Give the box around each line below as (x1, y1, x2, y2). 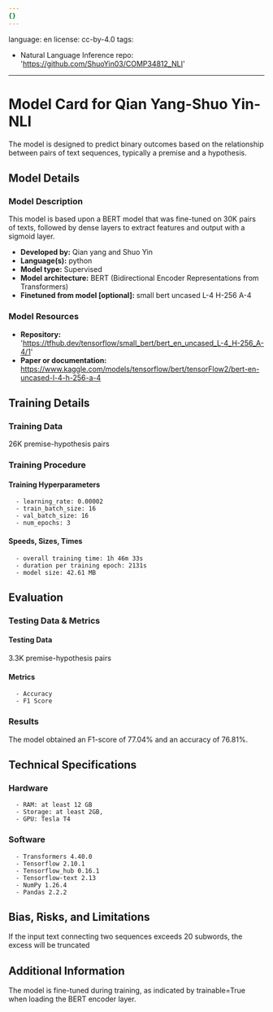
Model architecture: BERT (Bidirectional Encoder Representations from (19, 274, 259, 283)
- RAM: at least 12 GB (15, 801, 93, 809)
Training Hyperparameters (8, 480, 101, 489)
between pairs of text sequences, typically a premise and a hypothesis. (8, 147, 248, 157)
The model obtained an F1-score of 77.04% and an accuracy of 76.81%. (8, 734, 249, 744)
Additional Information (8, 964, 125, 978)
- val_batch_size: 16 (15, 512, 89, 520)
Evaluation (8, 590, 63, 604)
